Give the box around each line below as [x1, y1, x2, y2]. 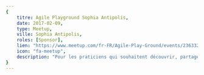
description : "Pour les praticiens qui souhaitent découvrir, [16, 54, 178, 60]
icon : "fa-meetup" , [16, 48, 66, 54]
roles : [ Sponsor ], [16, 37, 63, 43]
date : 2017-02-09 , [16, 20, 63, 26]
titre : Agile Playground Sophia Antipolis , [16, 15, 129, 21]
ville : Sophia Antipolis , [16, 31, 83, 37]
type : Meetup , [16, 25, 52, 32]
